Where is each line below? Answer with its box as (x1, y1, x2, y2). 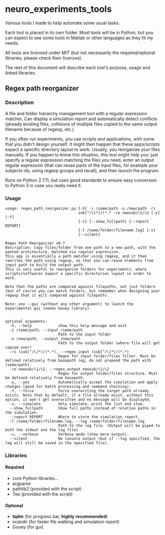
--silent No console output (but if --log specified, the (9, 436, 161, 441)
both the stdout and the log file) (5, 427, 79, 432)
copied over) (5, 345, 32, 350)
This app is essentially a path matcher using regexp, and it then (5, 254, 147, 259)
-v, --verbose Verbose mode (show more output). (9, 432, 129, 437)
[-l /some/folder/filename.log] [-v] (78, 227, 156, 233)
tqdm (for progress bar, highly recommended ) (12, 514, 108, 520)
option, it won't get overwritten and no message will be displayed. (5, 397, 152, 402)
